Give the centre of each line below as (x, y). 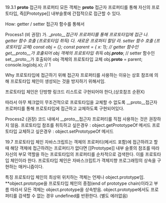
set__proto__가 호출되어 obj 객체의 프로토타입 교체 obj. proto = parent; (74, 59)
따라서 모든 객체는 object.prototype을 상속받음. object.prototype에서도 (80, 189)
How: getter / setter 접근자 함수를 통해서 (45, 24)
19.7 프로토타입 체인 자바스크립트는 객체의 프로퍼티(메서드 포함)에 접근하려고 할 (82, 142)
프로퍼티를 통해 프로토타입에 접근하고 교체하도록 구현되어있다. (65, 108)
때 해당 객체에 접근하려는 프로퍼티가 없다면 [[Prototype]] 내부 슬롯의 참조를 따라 (82, 148)
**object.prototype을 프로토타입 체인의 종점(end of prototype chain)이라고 (79, 183)
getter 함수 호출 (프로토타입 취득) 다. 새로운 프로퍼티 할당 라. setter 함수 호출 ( (81, 41)
